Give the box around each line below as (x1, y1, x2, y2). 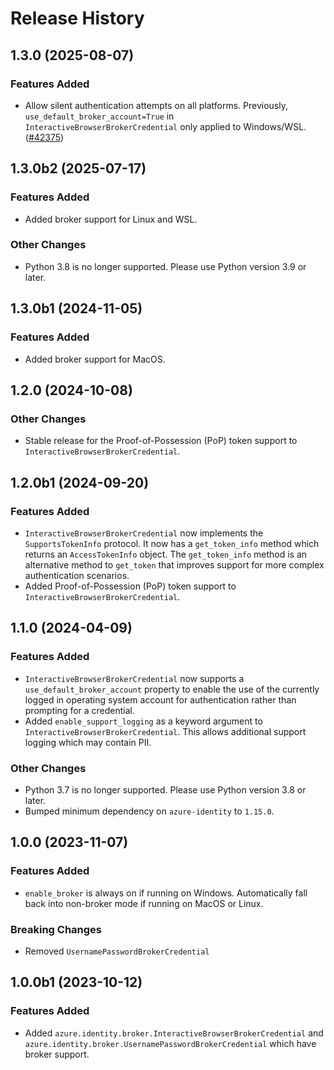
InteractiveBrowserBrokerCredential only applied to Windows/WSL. (24, 120, 307, 132)
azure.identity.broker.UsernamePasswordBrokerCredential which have (24, 1037, 317, 1049)
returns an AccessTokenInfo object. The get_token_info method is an (24, 548, 308, 560)
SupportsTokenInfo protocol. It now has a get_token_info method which (24, 537, 320, 549)
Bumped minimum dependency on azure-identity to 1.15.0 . (24, 805, 275, 817)
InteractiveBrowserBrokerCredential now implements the (24, 527, 264, 539)
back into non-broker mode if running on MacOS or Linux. (24, 897, 264, 909)
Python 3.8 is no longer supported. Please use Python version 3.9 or (24, 260, 307, 272)
